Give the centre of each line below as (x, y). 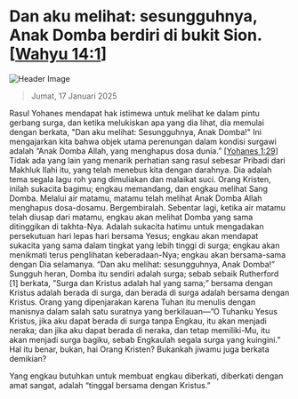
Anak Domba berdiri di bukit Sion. (136, 35)
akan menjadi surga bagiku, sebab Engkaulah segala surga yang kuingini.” (145, 339)
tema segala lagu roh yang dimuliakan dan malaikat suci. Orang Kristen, (140, 179)
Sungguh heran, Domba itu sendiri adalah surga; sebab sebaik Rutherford (144, 274)
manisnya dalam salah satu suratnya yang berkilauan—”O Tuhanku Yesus (144, 311)
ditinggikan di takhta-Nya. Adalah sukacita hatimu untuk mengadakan (137, 226)
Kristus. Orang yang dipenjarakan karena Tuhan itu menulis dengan (133, 302)
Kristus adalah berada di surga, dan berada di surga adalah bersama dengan (149, 292)
